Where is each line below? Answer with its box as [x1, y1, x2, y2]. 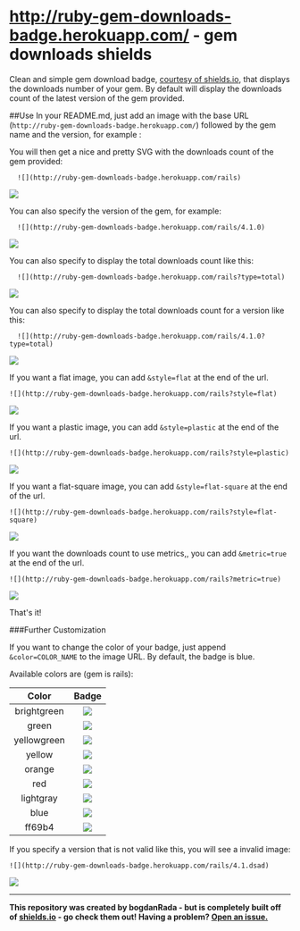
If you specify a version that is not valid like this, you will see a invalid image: [9, 843, 291, 854]
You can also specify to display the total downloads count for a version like [9, 305, 285, 315]
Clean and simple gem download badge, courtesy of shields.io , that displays [9, 73, 290, 84]
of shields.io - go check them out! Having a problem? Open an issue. [9, 911, 269, 922]
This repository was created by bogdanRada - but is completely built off [9, 902, 281, 912]
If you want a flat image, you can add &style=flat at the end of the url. [9, 372, 270, 382]
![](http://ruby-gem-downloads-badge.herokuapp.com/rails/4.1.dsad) [9, 860, 270, 870]
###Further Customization [9, 624, 107, 635]
